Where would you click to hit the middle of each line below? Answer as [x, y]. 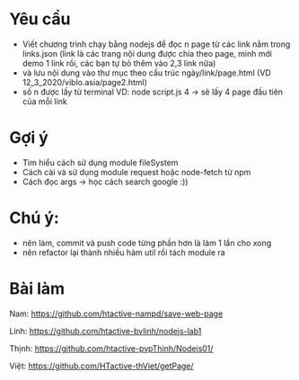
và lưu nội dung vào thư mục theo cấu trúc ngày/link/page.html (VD [146, 73]
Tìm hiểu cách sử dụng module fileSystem [100, 163]
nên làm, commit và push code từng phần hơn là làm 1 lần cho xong [147, 243]
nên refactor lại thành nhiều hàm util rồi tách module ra [124, 252]
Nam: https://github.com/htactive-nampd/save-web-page [116, 314]
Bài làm [37, 288]
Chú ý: [35, 218]
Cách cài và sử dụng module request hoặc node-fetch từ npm [136, 172]
